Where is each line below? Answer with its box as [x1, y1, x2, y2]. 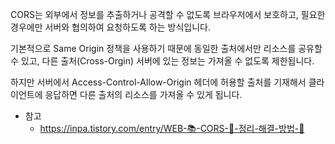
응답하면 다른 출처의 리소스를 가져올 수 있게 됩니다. [44, 89, 243, 100]
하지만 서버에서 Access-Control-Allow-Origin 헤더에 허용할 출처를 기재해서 [10, 76, 307, 88]
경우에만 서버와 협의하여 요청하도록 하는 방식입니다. [10, 21, 211, 33]
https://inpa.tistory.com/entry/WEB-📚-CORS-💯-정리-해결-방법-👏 [39, 123, 305, 134]
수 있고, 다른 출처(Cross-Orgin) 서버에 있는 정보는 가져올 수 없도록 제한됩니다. [10, 55, 315, 67]
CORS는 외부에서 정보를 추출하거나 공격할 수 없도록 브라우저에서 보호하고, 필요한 [10, 9, 326, 20]
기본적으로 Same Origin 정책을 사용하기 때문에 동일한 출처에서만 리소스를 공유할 [10, 43, 323, 54]
